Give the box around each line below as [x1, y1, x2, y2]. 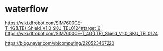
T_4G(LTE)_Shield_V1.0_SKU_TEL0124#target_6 [5, 25, 101, 31]
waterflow [5, 3, 48, 15]
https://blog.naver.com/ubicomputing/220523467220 [5, 40, 115, 46]
